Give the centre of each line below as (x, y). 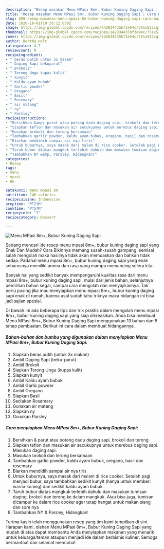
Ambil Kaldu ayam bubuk (37, 380)
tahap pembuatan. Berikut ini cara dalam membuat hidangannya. (70, 326)
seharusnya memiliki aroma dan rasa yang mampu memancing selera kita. (80, 265)
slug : (11, 18)
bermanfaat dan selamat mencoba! (41, 542)
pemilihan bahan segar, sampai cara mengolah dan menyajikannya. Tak (77, 285)
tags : (11, 168)
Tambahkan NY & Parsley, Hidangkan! (51, 512)
